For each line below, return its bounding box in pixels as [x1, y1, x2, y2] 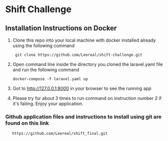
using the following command [12, 43, 75, 49]
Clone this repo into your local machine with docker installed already [12, 37, 156, 43]
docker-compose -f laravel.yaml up [12, 77, 88, 82]
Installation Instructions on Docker [5, 24, 117, 32]
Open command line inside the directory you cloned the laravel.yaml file [12, 61, 163, 67]
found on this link [5, 119, 49, 126]
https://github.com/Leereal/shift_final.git [12, 131, 108, 136]
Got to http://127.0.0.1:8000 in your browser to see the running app [12, 85, 152, 91]
